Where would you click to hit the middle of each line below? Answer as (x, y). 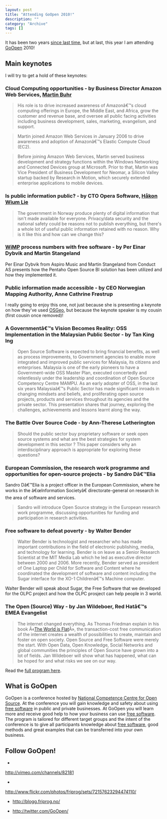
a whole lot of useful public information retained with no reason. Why (88, 229)
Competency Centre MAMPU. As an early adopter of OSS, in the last (87, 383)
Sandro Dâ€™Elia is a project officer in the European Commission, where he (83, 485)
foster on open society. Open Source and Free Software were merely (88, 640)
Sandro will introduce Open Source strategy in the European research (89, 507)
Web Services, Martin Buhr (39, 94)
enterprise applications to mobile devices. (60, 183)
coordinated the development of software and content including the (87, 573)
